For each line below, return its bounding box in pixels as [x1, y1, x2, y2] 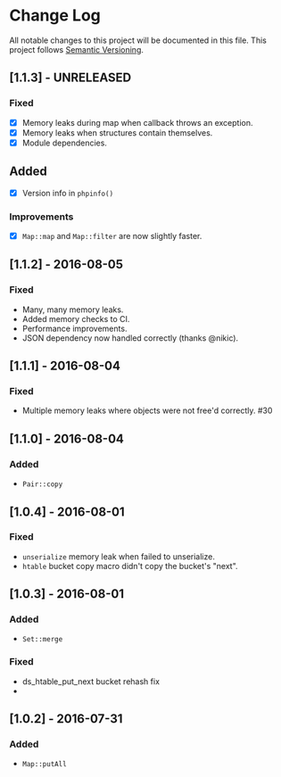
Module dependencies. [21, 137, 107, 148]
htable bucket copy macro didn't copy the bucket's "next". [21, 560, 238, 571]
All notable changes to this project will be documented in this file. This [9, 35, 268, 45]
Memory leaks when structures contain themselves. [21, 127, 213, 138]
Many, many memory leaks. [21, 304, 124, 315]
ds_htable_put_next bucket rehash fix [21, 675, 161, 687]
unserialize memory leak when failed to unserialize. [21, 550, 216, 562]
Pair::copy [21, 480, 63, 489]
